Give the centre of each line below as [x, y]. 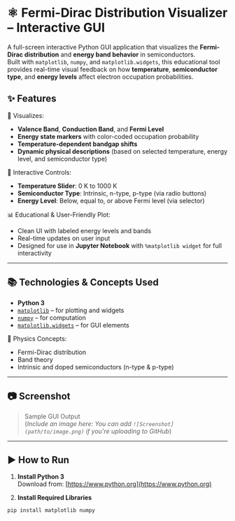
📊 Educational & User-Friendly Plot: [59, 214]
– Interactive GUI [56, 28]
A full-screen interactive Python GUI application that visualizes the [103, 47]
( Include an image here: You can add [78, 424]
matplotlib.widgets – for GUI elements [73, 325]
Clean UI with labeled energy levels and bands [84, 230]
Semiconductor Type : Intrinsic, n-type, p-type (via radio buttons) [112, 193]
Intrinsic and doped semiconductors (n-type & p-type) [95, 367]
